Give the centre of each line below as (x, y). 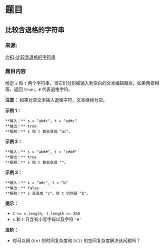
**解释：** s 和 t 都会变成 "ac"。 (39, 132)
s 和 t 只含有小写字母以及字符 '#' (47, 219)
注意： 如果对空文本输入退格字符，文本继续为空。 (56, 100)
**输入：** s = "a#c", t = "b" (37, 183)
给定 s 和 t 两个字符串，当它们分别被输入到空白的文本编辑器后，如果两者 (80, 83)
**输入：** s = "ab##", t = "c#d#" (41, 152)
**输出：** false (22, 188)
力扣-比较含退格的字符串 (30, 57)
